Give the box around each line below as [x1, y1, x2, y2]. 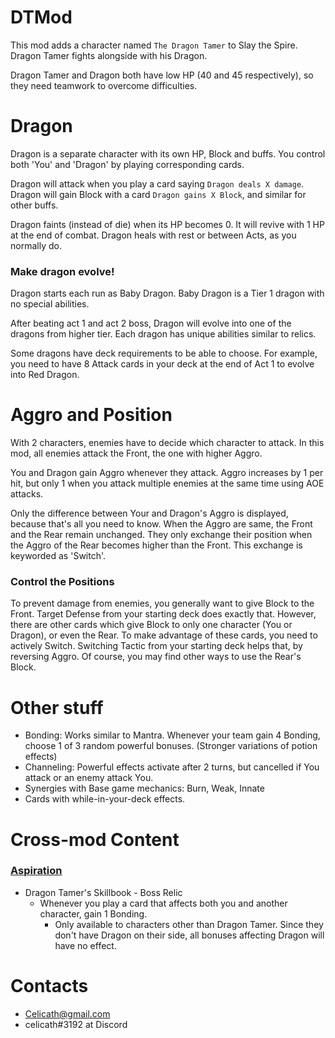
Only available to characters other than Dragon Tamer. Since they [54, 918, 324, 930]
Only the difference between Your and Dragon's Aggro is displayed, [10, 507, 289, 520]
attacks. [10, 488, 44, 500]
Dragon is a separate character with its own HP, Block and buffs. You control [10, 147, 326, 160]
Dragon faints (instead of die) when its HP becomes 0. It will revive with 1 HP [10, 218, 325, 230]
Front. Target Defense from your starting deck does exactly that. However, [10, 608, 317, 620]
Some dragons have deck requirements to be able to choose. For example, [10, 347, 318, 360]
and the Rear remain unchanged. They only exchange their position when [10, 529, 313, 541]
